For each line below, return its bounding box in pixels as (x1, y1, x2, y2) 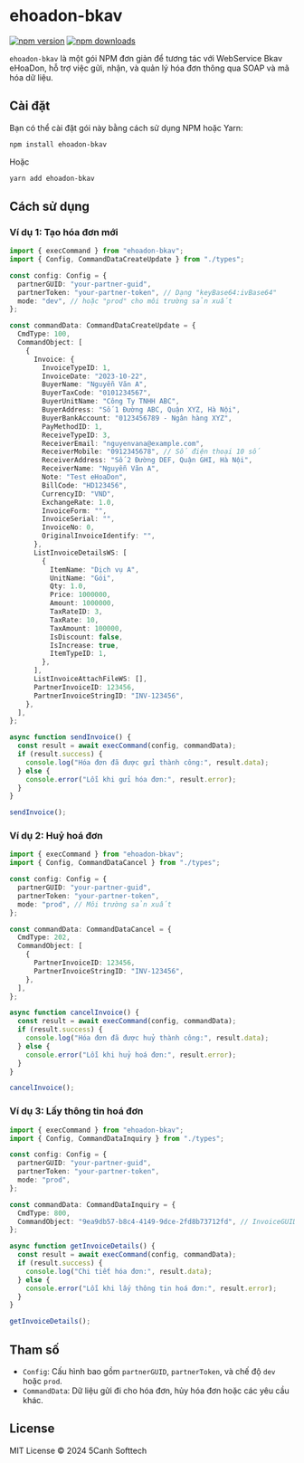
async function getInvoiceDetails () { (9, 1241, 156, 1251)
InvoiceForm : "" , (42, 506, 107, 516)
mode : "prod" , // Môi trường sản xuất (17, 899, 172, 909)
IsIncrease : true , (49, 641, 119, 650)
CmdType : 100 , (17, 329, 71, 339)
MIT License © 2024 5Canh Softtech (9, 1445, 147, 1456)
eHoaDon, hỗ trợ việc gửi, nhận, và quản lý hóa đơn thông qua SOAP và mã (9, 62, 290, 73)
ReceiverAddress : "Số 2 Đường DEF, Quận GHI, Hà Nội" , (42, 456, 253, 465)
